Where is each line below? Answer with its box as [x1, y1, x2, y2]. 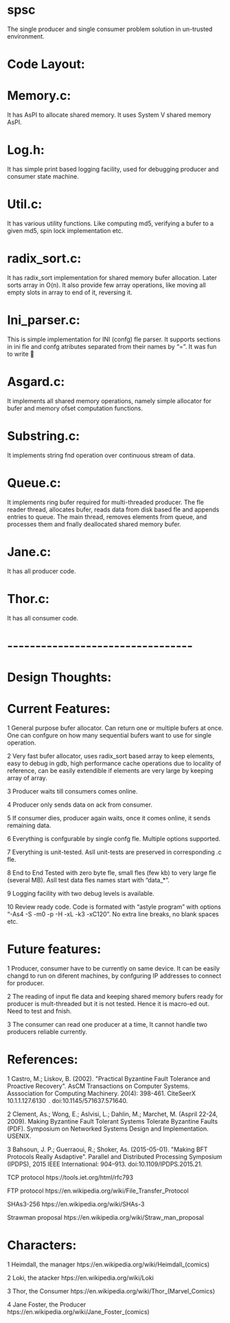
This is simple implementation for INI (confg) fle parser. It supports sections [7, 335, 221, 343]
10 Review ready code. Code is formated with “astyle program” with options [7, 902, 222, 911]
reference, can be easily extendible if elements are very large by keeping [7, 766, 214, 774]
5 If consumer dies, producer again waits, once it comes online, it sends [7, 814, 211, 822]
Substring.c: [7, 428, 80, 443]
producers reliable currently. [7, 1027, 88, 1036]
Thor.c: [7, 591, 50, 607]
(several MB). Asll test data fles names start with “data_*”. [7, 876, 170, 884]
